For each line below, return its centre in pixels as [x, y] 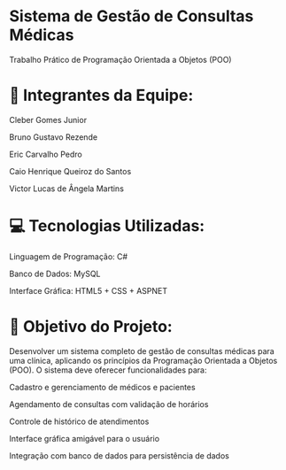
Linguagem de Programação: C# [69, 256]
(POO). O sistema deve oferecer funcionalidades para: [108, 370]
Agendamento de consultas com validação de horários [109, 404]
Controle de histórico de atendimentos [79, 421]
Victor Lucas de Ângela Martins [66, 189]
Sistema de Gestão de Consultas [131, 16]
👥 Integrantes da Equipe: [101, 96]
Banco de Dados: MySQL [55, 274]
